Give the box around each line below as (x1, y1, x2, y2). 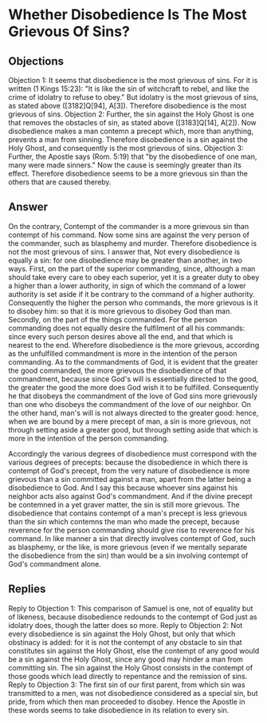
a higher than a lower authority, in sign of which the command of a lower (8, 281, 246, 290)
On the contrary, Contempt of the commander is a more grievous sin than (8, 221, 249, 231)
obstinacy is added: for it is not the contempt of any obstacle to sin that (8, 637, 242, 647)
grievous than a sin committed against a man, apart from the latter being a (8, 474, 252, 484)
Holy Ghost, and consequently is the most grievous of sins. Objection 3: (8, 144, 245, 152)
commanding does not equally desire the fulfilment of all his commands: (8, 323, 245, 333)
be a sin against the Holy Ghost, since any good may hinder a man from (8, 654, 243, 664)
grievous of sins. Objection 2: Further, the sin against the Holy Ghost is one (8, 109, 255, 119)
